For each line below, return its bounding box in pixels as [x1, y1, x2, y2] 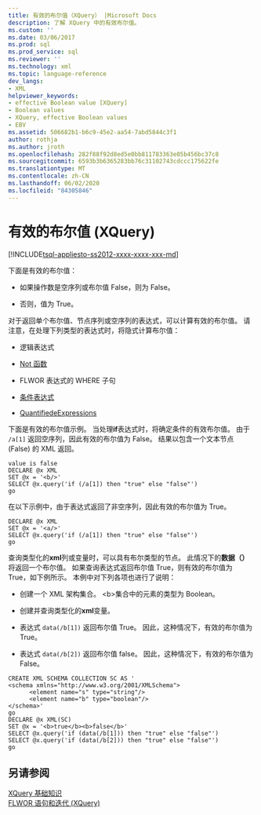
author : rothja [8, 135, 58, 144]
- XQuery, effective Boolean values [8, 114, 128, 122]
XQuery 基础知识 [8, 788, 63, 798]
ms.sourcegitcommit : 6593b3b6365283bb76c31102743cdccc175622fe [8, 158, 219, 166]
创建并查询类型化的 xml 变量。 [19, 605, 115, 615]
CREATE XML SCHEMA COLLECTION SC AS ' [8, 674, 135, 682]
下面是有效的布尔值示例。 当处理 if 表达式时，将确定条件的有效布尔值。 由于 [8, 424, 251, 433]
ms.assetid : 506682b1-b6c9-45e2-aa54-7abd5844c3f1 [8, 128, 177, 136]
